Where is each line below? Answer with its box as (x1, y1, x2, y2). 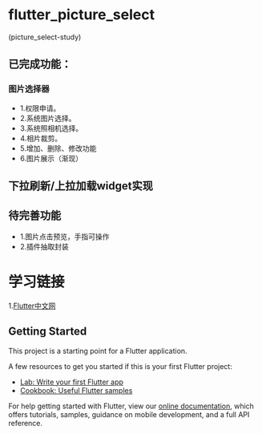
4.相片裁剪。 (19, 133, 62, 143)
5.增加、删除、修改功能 (19, 143, 97, 153)
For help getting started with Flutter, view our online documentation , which (8, 401, 255, 411)
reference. (8, 418, 42, 428)
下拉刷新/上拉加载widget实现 (8, 179, 154, 193)
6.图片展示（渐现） (19, 153, 83, 163)
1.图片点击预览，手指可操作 (19, 231, 110, 241)
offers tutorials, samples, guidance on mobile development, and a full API (8, 409, 250, 419)
